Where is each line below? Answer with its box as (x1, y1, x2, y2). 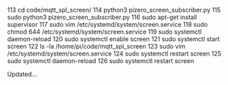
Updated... (7, 70, 37, 78)
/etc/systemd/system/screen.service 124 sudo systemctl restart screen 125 (7, 49, 222, 58)
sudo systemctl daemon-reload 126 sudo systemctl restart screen (7, 57, 195, 64)
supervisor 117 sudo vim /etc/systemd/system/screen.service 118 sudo (7, 21, 208, 28)
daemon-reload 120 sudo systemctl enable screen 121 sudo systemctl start (7, 35, 220, 43)
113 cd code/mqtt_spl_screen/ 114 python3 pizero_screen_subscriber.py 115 (7, 6, 221, 14)
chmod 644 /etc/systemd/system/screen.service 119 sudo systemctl (7, 27, 202, 36)
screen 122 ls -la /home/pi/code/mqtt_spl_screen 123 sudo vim (7, 42, 186, 50)
